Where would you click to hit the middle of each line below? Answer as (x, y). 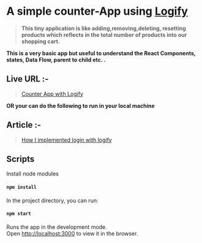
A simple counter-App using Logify (97, 11)
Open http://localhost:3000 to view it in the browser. (72, 233)
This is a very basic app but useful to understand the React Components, (101, 53)
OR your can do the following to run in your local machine (80, 106)
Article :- (24, 125)
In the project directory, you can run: (52, 200)
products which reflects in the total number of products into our (104, 34)
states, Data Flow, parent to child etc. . (56, 60)
